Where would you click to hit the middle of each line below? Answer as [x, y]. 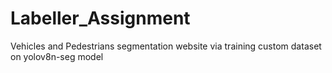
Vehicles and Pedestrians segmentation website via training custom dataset [166, 46]
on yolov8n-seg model [57, 56]
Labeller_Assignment [100, 18]
